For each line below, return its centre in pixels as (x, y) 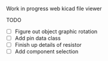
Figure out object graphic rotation (56, 31)
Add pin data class (38, 38)
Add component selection (47, 52)
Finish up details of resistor (48, 45)
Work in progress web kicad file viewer (54, 9)
